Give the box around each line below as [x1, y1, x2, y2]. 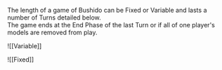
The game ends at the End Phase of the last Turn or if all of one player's [7, 21, 216, 29]
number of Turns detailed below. [7, 13, 102, 22]
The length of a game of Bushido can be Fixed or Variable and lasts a [7, 6, 207, 14]
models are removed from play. [7, 28, 98, 36]
